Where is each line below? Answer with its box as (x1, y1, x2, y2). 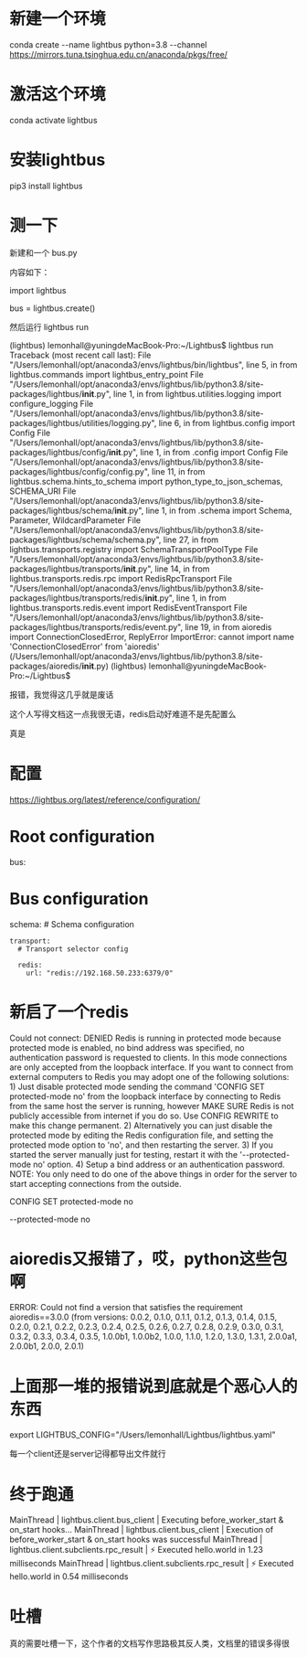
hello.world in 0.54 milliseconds (9, 1571, 129, 1582)
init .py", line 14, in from (122, 563, 210, 574)
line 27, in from (163, 534, 219, 545)
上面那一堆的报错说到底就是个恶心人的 (9, 1375, 299, 1396)
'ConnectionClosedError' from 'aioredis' (9, 641, 160, 652)
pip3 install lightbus (9, 180, 83, 191)
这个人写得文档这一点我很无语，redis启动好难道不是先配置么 (9, 708, 237, 719)
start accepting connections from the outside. (9, 1178, 182, 1189)
